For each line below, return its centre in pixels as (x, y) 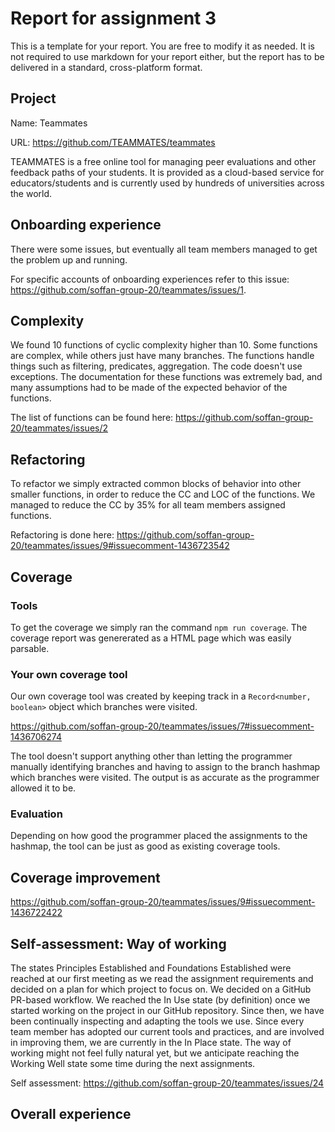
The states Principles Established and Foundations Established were (151, 968)
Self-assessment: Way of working (118, 943)
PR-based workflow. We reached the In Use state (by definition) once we (160, 1000)
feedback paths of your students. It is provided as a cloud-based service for (167, 172)
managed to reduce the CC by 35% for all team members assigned (148, 505)
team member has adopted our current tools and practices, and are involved (167, 1032)
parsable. (30, 648)
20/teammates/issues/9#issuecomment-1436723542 (120, 546)
